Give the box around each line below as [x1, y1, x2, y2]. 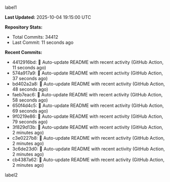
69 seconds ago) [12, 108, 48, 114]
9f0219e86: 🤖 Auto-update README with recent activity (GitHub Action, [12, 113, 163, 119]
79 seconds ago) [12, 119, 48, 124]
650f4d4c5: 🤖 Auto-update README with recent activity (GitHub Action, [12, 102, 164, 109]
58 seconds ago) [12, 97, 48, 103]
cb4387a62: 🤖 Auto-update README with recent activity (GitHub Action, [12, 157, 164, 163]
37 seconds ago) [12, 75, 48, 81]
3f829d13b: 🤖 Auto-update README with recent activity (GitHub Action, [12, 124, 163, 130]
